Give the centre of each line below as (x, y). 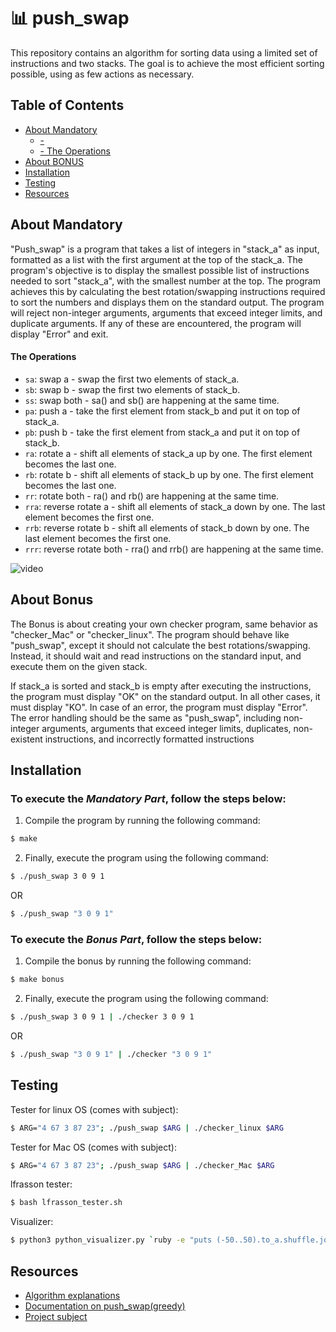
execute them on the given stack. (79, 666)
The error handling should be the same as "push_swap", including (146, 717)
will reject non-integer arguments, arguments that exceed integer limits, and (166, 312)
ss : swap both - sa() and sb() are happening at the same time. (152, 400)
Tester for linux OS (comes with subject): (94, 1109)
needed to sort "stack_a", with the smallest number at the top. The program (165, 281)
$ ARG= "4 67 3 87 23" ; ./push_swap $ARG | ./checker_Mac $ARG (142, 1165)
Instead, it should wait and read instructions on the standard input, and (156, 656)
